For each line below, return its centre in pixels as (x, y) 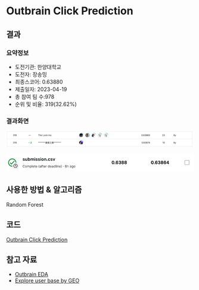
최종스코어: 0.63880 (39, 82)
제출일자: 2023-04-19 (41, 89)
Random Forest (25, 204)
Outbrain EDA (32, 275)
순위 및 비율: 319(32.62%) (46, 104)
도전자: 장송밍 (31, 74)
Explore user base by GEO (47, 280)
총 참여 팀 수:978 (35, 96)
